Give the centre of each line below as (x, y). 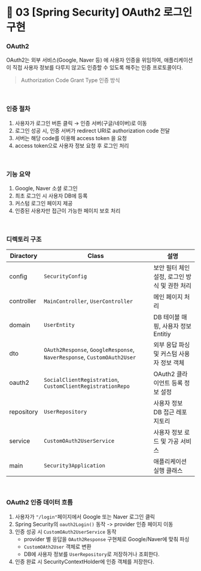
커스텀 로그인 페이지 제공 (44, 204)
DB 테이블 (167, 317)
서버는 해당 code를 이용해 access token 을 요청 (71, 138)
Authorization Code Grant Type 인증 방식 (70, 80)
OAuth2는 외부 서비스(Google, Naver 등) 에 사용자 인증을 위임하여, (84, 60)
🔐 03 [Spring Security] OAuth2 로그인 (99, 12)
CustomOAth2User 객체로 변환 (57, 546)
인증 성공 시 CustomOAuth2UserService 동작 (66, 531)
